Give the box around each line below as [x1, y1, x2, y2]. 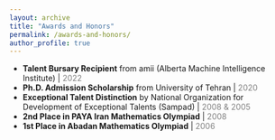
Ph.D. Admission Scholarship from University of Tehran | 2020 [22, 82, 259, 93]
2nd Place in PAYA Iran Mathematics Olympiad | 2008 [22, 111, 227, 122]
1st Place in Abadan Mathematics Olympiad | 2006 [22, 121, 215, 132]
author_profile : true [9, 38, 91, 48]
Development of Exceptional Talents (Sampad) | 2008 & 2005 [22, 101, 251, 113]
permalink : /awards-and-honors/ [9, 30, 131, 39]
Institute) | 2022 [22, 73, 83, 84]
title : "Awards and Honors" [9, 22, 115, 31]
